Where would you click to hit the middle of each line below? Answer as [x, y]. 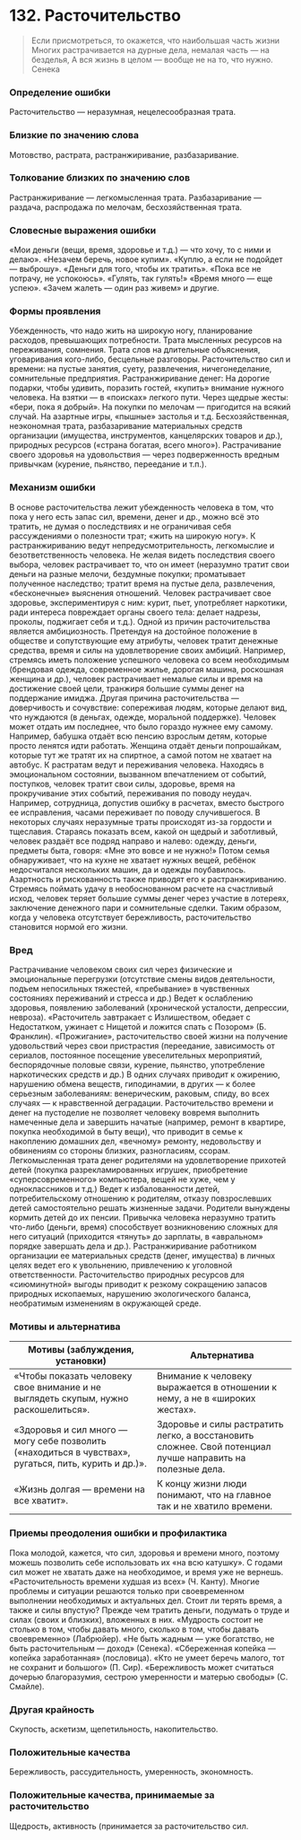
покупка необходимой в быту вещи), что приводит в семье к [126, 1132]
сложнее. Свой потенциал [214, 1447]
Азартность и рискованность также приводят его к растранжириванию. [148, 879]
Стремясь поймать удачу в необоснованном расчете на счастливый [141, 889]
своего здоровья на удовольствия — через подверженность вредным [145, 455]
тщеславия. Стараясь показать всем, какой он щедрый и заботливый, [144, 831]
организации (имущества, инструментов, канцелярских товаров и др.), [146, 435]
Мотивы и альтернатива [65, 1327]
